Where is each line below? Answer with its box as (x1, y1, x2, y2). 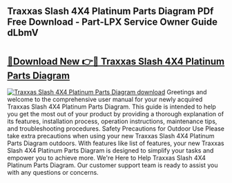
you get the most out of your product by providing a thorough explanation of (7, 110, 224, 118)
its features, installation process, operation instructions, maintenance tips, (7, 117, 217, 125)
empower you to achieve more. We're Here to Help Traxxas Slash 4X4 (7, 154, 206, 162)
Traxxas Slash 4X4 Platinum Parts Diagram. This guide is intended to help (7, 103, 216, 111)
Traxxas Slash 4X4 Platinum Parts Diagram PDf (7, 6, 214, 17)
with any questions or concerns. (7, 169, 99, 176)
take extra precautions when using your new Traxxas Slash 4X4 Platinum (7, 132, 215, 140)
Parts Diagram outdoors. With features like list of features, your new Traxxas (7, 139, 224, 147)
